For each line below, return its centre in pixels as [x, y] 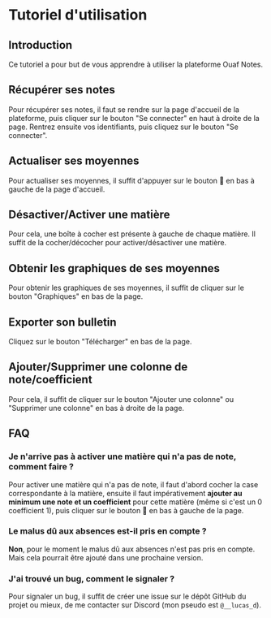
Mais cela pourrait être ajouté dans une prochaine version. [106, 557]
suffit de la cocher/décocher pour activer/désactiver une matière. [118, 243]
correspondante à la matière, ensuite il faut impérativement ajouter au [125, 493]
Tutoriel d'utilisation [78, 15]
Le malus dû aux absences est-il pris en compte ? [108, 531]
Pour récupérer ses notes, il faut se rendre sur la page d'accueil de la [124, 109]
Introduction [41, 45]
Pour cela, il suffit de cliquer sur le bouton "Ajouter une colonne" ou [121, 399]
